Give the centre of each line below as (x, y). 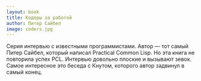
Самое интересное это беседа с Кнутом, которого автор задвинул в (95, 66)
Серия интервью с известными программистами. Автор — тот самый (97, 46)
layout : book (23, 12)
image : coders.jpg (30, 29)
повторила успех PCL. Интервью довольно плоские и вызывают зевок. (99, 59)
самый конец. (24, 72)
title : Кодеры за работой (39, 18)
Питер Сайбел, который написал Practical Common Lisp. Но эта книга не (100, 53)
